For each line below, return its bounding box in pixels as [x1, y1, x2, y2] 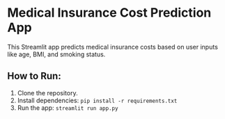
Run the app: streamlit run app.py [17, 103, 118, 112]
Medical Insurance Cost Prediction [7, 5, 212, 21]
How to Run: [7, 70, 61, 82]
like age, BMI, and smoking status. [7, 50, 106, 58]
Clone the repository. [17, 88, 78, 97]
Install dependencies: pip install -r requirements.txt [17, 96, 178, 104]
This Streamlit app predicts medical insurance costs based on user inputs [7, 42, 218, 51]
